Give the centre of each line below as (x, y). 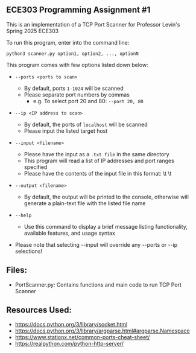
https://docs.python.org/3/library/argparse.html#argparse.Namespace (102, 331)
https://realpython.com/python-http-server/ (69, 344)
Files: (17, 270)
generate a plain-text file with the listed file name (85, 203)
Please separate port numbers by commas (77, 94)
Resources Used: (39, 310)
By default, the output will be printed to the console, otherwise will (106, 197)
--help (23, 215)
